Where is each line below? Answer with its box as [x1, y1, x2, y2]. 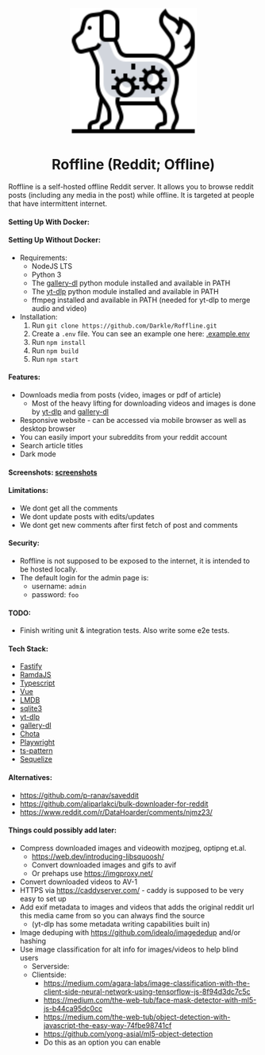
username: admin [31, 581, 87, 591]
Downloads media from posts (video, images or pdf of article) [19, 390, 221, 399]
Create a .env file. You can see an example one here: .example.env [31, 328, 250, 338]
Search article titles [19, 440, 83, 450]
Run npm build [31, 346, 79, 355]
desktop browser [19, 424, 75, 433]
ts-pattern [19, 746, 53, 755]
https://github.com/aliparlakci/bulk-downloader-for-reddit [19, 799, 209, 809]
